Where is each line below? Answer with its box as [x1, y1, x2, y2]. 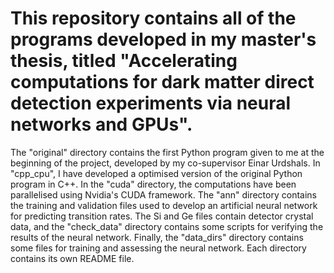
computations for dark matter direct [10, 71, 315, 94]
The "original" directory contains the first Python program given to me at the [10, 146, 325, 158]
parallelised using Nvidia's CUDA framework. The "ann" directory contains [10, 188, 317, 201]
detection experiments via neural [10, 92, 292, 115]
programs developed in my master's [10, 28, 317, 51]
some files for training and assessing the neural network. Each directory [10, 242, 307, 254]
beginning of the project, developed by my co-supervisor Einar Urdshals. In [10, 157, 321, 169]
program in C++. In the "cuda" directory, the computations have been [10, 178, 297, 190]
